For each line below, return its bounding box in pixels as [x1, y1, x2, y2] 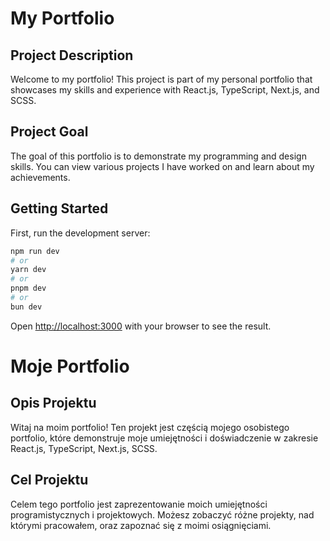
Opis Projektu [10, 395, 97, 412]
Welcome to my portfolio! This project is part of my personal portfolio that [10, 73, 313, 85]
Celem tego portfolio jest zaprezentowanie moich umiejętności [10, 498, 268, 510]
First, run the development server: [10, 227, 151, 239]
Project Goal [10, 123, 89, 141]
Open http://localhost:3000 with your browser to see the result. [10, 320, 272, 332]
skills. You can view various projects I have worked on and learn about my [10, 160, 315, 172]
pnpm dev [10, 283, 47, 294]
